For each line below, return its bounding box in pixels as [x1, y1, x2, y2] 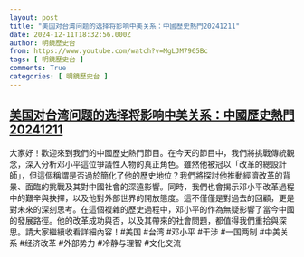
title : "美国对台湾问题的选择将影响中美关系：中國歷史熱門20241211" [9, 22, 241, 31]
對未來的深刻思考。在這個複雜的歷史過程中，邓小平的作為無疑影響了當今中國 [9, 204, 295, 215]
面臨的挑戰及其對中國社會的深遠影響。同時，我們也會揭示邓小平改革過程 [24, 181, 295, 192]
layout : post [9, 13, 59, 23]
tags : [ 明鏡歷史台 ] [9, 55, 84, 64]
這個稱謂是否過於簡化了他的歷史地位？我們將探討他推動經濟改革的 [36, 170, 283, 180]
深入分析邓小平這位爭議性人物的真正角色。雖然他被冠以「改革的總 [24, 159, 271, 170]
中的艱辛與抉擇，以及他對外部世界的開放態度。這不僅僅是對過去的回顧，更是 [9, 192, 295, 203]
